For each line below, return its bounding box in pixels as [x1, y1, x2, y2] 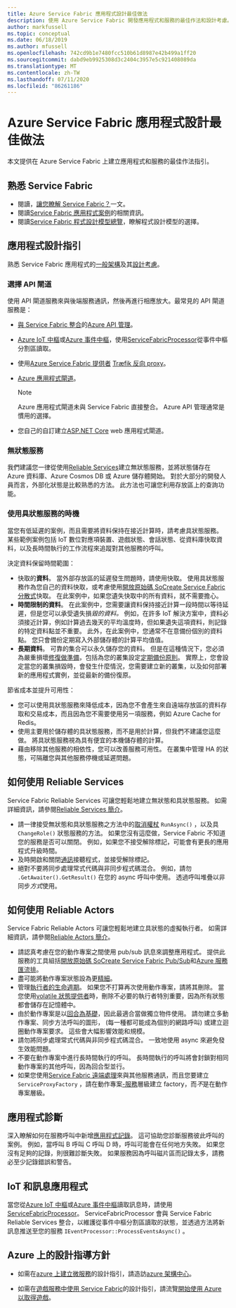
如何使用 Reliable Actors [7, 904, 114, 916]
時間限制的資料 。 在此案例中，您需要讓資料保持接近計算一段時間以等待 [17, 600, 223, 609]
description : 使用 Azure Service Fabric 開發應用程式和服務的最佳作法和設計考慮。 [7, 17, 233, 24]
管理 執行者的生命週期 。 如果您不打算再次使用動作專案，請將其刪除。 [17, 983, 216, 992]
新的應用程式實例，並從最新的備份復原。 [17, 671, 135, 679]
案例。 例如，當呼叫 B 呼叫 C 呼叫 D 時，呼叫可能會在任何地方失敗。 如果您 [7, 1140, 225, 1149]
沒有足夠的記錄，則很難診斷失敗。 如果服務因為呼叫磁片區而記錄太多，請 [7, 1149, 218, 1157]
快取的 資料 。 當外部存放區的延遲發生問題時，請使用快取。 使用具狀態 [17, 573, 218, 582]
